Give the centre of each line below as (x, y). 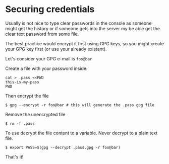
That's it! (14, 156)
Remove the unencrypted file (35, 114)
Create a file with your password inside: (46, 68)
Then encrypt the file (27, 96)
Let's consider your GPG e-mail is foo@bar (49, 58)
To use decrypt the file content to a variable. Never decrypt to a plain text (81, 133)
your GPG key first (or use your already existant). (56, 49)
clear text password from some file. (42, 34)
